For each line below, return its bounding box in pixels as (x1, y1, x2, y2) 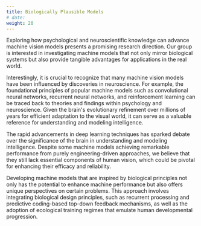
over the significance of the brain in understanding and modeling (6, 137, 168, 144)
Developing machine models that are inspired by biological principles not (6, 175, 187, 182)
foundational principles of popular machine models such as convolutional (6, 87, 188, 94)
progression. (6, 213, 38, 221)
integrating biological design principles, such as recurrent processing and (6, 194, 190, 201)
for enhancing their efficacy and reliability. (6, 163, 112, 170)
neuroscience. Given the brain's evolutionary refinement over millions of (6, 106, 186, 114)
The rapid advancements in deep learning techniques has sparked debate (6, 131, 190, 138)
